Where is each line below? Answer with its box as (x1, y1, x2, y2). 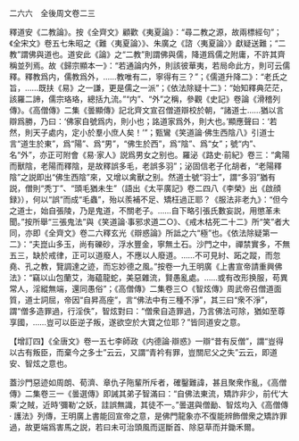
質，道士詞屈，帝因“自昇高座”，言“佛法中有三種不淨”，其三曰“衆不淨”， (9, 295, 272, 305)
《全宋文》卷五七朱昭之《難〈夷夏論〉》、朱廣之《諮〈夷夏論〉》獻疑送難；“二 (9, 38, 287, 48)
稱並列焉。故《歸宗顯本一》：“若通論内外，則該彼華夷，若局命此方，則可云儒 (9, 61, 291, 71)
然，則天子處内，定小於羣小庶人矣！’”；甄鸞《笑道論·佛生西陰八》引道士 (9, 128, 275, 137)
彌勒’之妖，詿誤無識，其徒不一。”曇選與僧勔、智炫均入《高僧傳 (60, 400, 289, 410)
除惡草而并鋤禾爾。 (188, 422, 260, 432)
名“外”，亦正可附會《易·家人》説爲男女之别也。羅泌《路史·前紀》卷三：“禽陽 (9, 150, 290, 160)
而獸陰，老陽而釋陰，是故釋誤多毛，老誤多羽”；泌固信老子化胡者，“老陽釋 (9, 161, 283, 171)
